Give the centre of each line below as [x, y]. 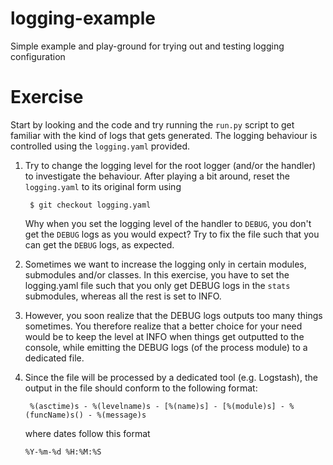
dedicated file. [54, 358]
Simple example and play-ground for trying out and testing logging [147, 46]
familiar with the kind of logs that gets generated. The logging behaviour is [164, 135]
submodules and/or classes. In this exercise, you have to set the [157, 274]
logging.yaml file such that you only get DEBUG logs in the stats [157, 285]
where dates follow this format [87, 433]
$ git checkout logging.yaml [90, 205]
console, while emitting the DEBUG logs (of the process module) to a [166, 347]
